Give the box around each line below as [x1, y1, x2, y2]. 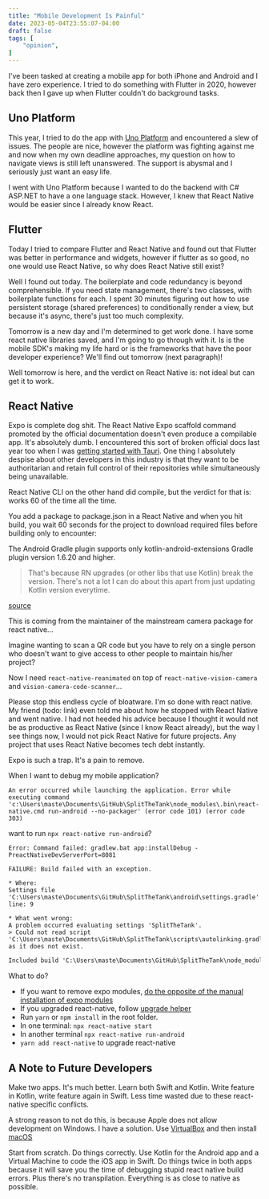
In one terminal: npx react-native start [19, 1021, 153, 1030]
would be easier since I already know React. [8, 199, 154, 209]
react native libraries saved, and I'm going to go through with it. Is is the [8, 335, 245, 345]
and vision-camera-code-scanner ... [8, 682, 122, 691]
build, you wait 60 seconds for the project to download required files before [8, 520, 258, 530]
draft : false [8, 27, 52, 35]
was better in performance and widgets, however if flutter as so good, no [8, 252, 250, 262]
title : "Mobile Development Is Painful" [8, 11, 146, 20]
